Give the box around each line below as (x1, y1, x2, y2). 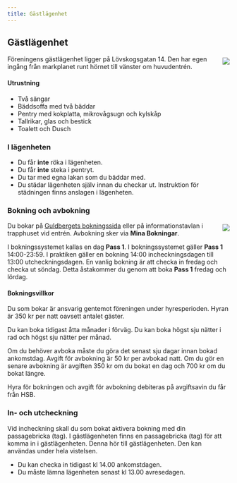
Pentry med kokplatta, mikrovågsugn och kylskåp (17, 109, 162, 118)
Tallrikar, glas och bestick (17, 117, 92, 126)
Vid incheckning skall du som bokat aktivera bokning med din (7, 424, 186, 432)
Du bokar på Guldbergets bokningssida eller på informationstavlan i (7, 221, 203, 230)
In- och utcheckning (7, 408, 78, 418)
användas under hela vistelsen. (7, 446, 98, 455)
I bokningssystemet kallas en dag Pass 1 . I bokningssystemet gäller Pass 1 (7, 243, 224, 251)
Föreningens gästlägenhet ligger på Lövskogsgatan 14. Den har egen (7, 55, 207, 63)
